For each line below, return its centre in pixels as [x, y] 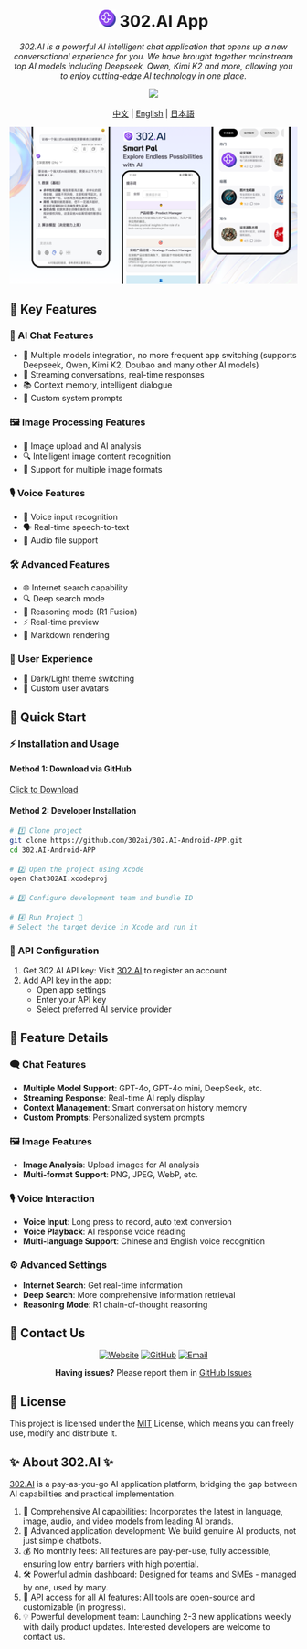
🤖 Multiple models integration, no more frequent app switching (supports [159, 356]
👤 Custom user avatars [66, 688]
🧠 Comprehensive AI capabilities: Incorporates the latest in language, [153, 1512]
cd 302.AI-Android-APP [53, 850]
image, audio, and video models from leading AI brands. [128, 1521]
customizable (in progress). [74, 1607]
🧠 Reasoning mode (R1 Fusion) [80, 612]
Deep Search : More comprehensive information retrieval [129, 1294]
